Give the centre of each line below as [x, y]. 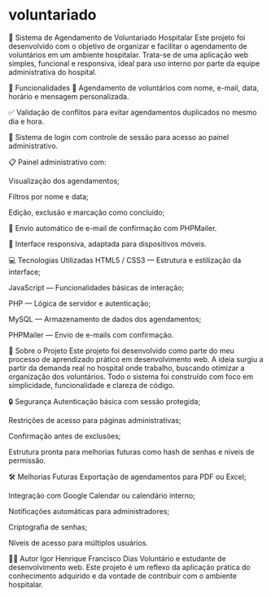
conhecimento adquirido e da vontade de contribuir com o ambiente [123, 576]
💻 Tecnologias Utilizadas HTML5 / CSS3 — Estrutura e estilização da [125, 260]
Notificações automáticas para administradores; [89, 511]
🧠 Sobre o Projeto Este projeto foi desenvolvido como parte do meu [121, 351]
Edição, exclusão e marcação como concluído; [87, 212]
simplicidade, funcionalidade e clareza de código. [92, 385]
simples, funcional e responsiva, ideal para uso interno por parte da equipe [134, 63]
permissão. [27, 460]
